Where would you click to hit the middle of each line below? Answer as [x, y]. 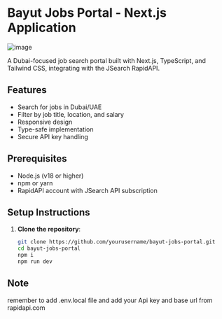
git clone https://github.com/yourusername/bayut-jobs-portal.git [116, 242]
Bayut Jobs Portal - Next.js [87, 13]
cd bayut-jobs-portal [49, 249]
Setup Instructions [49, 212]
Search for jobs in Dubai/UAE [60, 107]
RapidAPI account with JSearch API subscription [87, 190]
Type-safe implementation [55, 129]
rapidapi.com [26, 307]
